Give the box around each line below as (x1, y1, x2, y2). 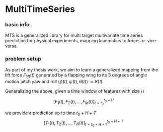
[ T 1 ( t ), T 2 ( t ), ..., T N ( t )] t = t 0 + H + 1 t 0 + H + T (43, 119, 124, 128)
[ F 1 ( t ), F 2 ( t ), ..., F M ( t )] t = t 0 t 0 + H (53, 98, 114, 106)
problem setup (5, 56, 41, 63)
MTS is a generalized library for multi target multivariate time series (5, 32, 143, 38)
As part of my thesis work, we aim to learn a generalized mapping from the (5, 66, 158, 72)
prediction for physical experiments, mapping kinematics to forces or (5, 38, 147, 44)
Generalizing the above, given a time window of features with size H (5, 88, 145, 94)
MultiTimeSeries (5, 3, 76, 15)
